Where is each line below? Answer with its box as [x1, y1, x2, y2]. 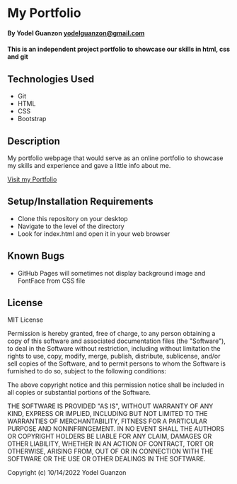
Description [7, 135, 60, 147]
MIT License [7, 315, 44, 324]
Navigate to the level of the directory [17, 222, 125, 230]
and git [7, 52, 28, 61]
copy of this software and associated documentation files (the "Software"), [7, 337, 226, 345]
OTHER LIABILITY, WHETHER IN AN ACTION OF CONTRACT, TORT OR [7, 439, 214, 448]
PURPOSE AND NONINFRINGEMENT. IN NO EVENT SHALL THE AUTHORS [7, 424, 225, 433]
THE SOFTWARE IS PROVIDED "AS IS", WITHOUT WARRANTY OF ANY [7, 402, 214, 410]
